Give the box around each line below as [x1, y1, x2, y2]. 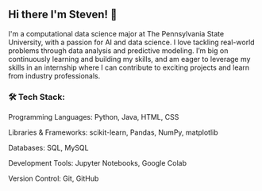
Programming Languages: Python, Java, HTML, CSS [8, 113, 179, 122]
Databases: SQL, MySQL [8, 143, 89, 153]
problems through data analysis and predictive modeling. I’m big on [8, 45, 229, 55]
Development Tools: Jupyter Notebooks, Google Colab [8, 159, 187, 168]
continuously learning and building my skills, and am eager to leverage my [8, 54, 251, 63]
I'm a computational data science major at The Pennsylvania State [8, 29, 225, 38]
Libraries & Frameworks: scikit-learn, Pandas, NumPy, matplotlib [8, 128, 218, 137]
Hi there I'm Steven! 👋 [8, 8, 118, 21]
